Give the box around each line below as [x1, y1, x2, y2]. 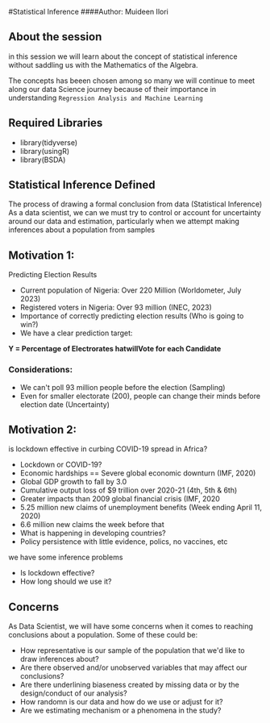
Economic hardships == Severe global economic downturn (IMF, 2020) [19, 468, 256, 478]
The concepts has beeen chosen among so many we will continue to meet [8, 76, 255, 85]
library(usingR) [19, 146, 70, 156]
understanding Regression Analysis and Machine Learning [8, 93, 203, 102]
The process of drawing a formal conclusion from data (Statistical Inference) [8, 199, 263, 209]
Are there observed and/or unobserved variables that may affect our [19, 663, 247, 672]
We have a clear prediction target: [19, 328, 133, 338]
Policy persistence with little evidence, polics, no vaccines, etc [19, 537, 228, 546]
